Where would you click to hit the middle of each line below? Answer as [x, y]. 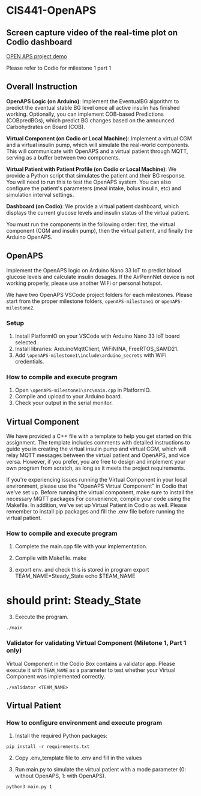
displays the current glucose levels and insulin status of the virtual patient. [98, 212]
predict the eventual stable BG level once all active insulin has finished [93, 107]
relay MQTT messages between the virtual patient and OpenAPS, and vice [98, 455]
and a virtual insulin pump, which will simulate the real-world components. [98, 145]
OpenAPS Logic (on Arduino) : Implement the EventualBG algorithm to [93, 101]
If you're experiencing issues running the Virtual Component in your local [97, 480]
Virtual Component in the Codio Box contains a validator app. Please [91, 663]
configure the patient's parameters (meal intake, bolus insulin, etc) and [94, 188]
